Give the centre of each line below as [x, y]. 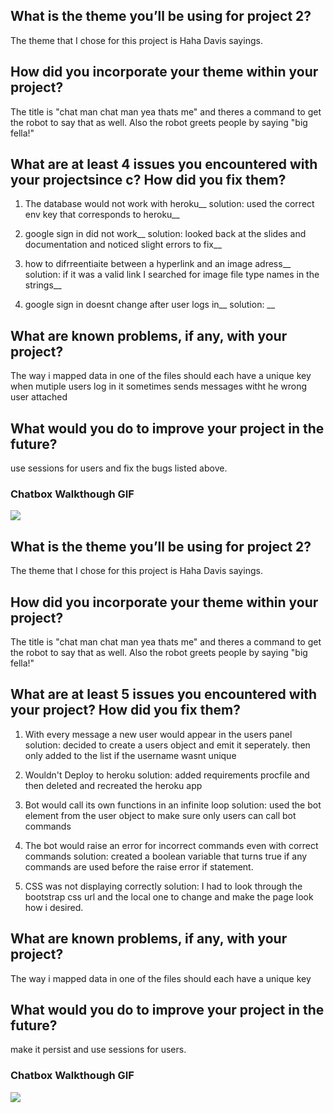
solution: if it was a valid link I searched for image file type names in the [172, 275]
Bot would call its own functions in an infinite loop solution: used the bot [173, 805]
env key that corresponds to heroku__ [102, 215]
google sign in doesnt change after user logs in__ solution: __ [150, 305]
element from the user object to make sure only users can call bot [160, 815]
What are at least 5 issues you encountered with [164, 694]
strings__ [43, 285]
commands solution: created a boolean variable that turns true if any [166, 856]
